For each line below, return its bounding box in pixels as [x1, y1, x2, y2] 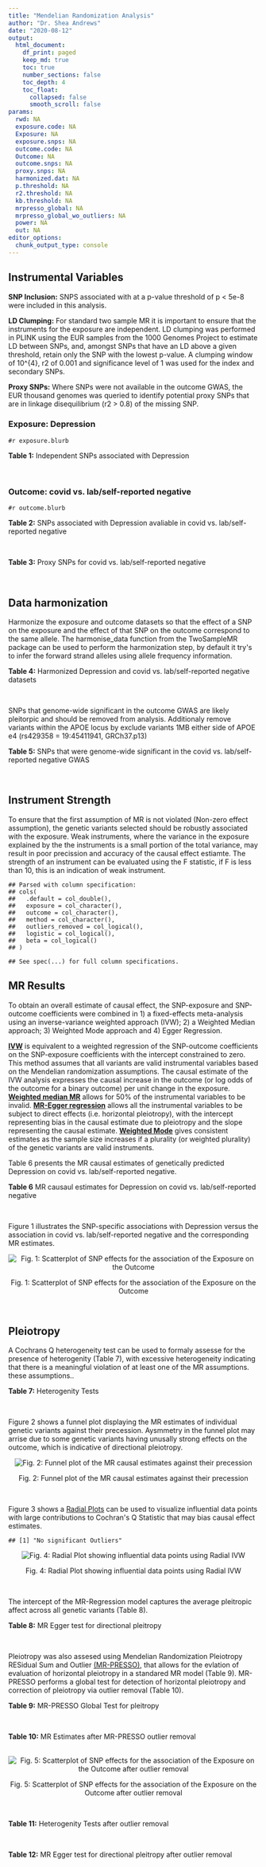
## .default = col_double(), [8, 894, 112, 902]
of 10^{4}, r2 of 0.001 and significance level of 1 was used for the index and [8, 358, 255, 367]
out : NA [15, 226, 41, 235]
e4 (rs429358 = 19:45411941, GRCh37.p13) [8, 730, 148, 741]
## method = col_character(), [8, 915, 115, 924]
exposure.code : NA [15, 123, 77, 131]
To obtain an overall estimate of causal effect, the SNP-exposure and [8, 1000, 234, 1010]
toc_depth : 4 [22, 78, 66, 86]
